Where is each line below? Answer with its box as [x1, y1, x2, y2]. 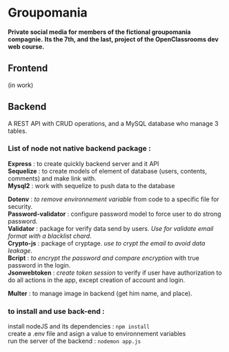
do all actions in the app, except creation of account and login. [8, 275, 186, 284]
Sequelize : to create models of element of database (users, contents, [8, 167, 208, 175]
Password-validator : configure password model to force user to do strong [8, 210, 221, 218]
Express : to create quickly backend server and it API [8, 159, 159, 167]
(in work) [8, 81, 34, 89]
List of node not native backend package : [8, 144, 151, 154]
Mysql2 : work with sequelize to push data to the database [8, 181, 175, 189]
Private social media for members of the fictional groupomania [8, 28, 191, 36]
